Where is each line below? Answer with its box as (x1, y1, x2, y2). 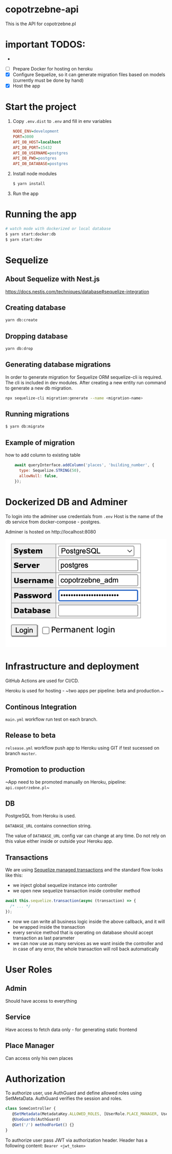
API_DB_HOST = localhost (12, 139, 61, 145)
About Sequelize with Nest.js (5, 275, 100, 283)
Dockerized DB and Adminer (5, 496, 128, 508)
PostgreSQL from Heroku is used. (5, 813, 76, 819)
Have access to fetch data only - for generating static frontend (5, 1026, 137, 1033)
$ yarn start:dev (5, 237, 42, 242)
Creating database (5, 303, 66, 312)
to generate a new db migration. (5, 385, 73, 391)
